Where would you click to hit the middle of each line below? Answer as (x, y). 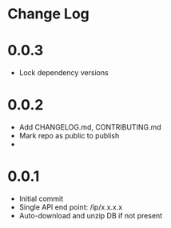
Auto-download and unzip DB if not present (91, 216)
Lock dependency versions (64, 73)
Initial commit (41, 198)
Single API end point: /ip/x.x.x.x (71, 207)
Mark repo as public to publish (69, 136)
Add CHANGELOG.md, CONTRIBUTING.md (90, 127)
